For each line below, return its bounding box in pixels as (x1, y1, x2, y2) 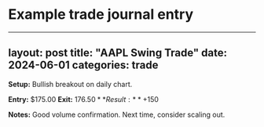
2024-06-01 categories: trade (8, 59, 159, 72)
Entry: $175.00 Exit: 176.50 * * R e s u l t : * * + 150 (8, 94, 159, 103)
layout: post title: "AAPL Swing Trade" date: (8, 46, 228, 60)
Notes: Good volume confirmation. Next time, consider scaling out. (8, 110, 225, 119)
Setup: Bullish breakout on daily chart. (8, 79, 133, 89)
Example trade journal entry (8, 5, 194, 24)
